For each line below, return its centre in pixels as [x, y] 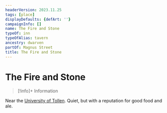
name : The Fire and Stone [32, 29]
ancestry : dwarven [24, 43]
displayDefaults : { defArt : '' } [38, 19]
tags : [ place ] [20, 15]
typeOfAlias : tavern [27, 38]
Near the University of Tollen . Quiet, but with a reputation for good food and [84, 101]
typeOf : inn [18, 33]
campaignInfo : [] [23, 24]
